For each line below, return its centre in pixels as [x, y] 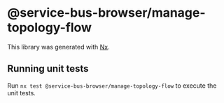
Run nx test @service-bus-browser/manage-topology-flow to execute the [112, 86]
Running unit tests [48, 69]
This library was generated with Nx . [58, 47]
